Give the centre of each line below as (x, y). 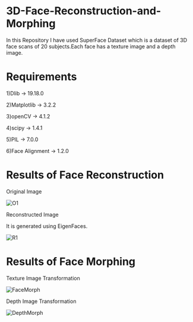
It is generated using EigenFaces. (47, 226)
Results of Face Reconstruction (85, 175)
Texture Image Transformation (43, 278)
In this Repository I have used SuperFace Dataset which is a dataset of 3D (97, 40)
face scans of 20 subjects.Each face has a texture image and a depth (91, 46)
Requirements (42, 77)
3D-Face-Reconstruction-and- (84, 11)
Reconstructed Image (32, 214)
